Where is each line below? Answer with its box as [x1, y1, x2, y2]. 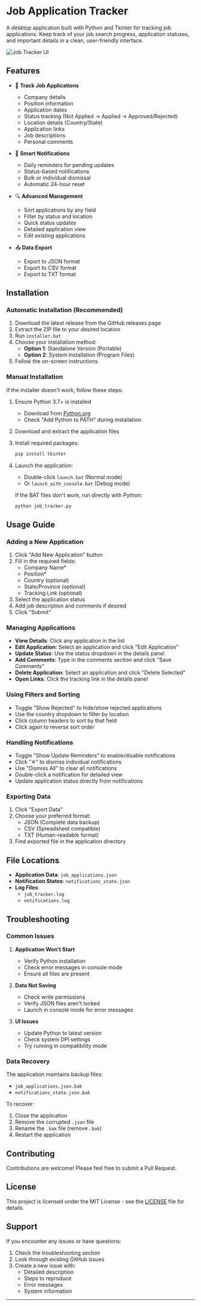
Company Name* [23, 564, 67, 571]
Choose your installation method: [14, 339, 97, 346]
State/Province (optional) [23, 583, 86, 591]
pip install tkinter [14, 451, 66, 457]
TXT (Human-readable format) [23, 831, 99, 838]
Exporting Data [6, 792, 51, 801]
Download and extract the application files [14, 427, 120, 435]
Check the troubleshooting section [14, 1249, 100, 1256]
